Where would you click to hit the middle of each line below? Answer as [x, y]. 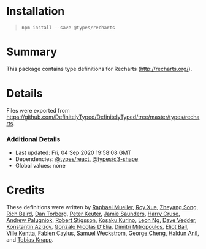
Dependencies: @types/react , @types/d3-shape [77, 159]
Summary [32, 52]
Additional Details [33, 139]
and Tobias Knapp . [30, 240]
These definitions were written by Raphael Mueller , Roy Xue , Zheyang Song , [102, 207]
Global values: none [40, 166]
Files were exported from [38, 110]
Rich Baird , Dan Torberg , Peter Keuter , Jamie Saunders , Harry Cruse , [93, 214]
